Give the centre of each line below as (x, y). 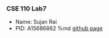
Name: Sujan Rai (36, 22)
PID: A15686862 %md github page (59, 28)
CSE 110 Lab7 (27, 9)
